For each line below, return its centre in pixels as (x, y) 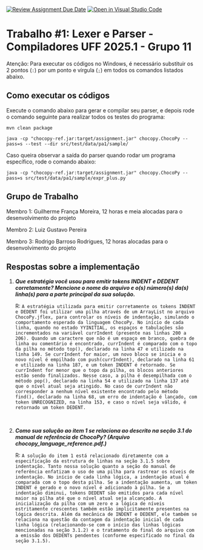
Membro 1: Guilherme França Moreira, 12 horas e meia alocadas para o (95, 211)
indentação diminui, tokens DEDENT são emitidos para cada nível (99, 493)
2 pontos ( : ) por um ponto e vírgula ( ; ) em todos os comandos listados (95, 70)
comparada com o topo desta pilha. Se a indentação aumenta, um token (106, 483)
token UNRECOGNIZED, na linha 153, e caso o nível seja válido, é (101, 402)
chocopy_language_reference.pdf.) (61, 444)
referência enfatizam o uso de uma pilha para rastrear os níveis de (105, 472)
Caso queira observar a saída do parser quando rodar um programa (91, 155)
